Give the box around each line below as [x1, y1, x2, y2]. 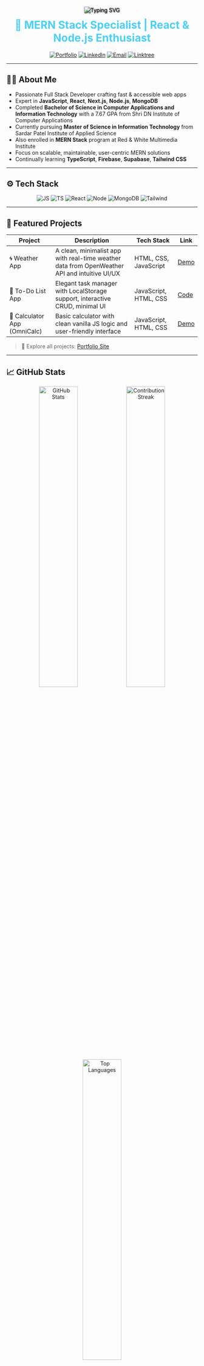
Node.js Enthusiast [53, 31, 151, 44]
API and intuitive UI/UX [55, 269, 120, 278]
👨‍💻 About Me [6, 74, 57, 85]
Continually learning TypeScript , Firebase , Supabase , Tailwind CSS [15, 155, 187, 163]
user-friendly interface [55, 327, 121, 335]
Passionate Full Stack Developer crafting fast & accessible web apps [15, 91, 187, 98]
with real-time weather [55, 254, 121, 262]
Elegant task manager [55, 279, 118, 288]
